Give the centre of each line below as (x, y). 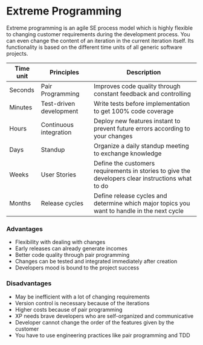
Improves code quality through (137, 86)
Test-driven (58, 103)
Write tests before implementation (142, 103)
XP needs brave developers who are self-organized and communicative (104, 316)
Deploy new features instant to (137, 121)
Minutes (21, 107)
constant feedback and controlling (142, 94)
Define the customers (124, 163)
